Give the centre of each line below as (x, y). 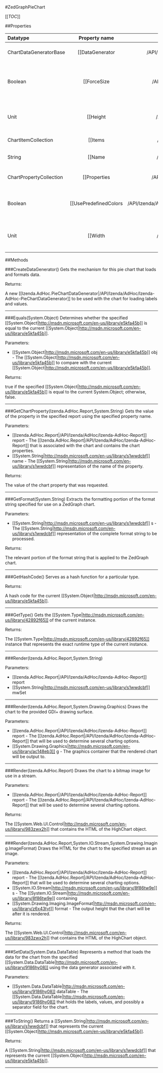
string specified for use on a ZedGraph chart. (50, 504)
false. (10, 397)
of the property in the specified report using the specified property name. (78, 416)
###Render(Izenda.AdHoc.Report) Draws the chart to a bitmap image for (78, 771)
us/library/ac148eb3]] (33, 751)
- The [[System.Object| (35, 357)
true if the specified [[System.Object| (42, 387)
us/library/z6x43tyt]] (33, 908)
